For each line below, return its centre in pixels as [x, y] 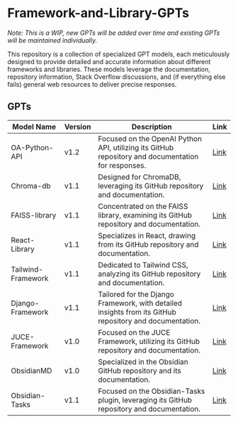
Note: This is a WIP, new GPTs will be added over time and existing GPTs [114, 33]
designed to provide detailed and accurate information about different [109, 61]
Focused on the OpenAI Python [150, 139]
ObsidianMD [32, 370]
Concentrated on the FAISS [143, 206]
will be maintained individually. [52, 40]
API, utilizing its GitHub [136, 147]
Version [78, 127]
